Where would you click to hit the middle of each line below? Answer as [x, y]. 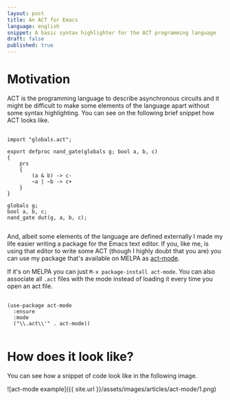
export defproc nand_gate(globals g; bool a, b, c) [82, 152]
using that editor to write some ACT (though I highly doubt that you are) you [114, 250]
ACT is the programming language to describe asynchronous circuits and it [113, 98]
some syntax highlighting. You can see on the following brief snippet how [111, 113]
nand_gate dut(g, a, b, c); [47, 217]
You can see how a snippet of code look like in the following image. [102, 375]
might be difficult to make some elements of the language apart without [108, 105]
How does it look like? [70, 357]
